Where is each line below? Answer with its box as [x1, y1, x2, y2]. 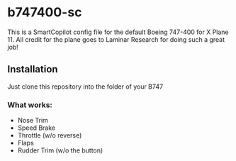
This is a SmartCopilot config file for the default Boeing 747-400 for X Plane [7, 28, 229, 36]
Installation [7, 63, 58, 75]
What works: [7, 100, 53, 110]
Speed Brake [17, 123, 56, 132]
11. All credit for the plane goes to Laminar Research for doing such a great [7, 35, 225, 43]
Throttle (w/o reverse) [17, 131, 82, 140]
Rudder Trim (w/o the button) [17, 146, 103, 155]
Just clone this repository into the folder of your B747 [7, 82, 164, 91]
